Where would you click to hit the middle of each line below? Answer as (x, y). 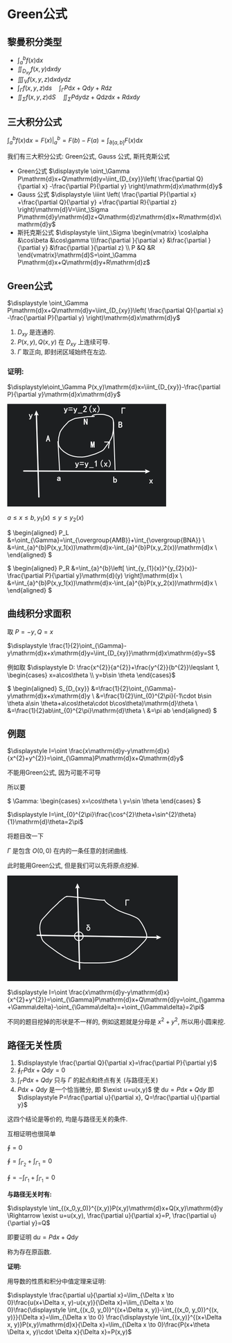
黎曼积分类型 (35, 42)
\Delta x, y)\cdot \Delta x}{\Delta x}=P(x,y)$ (70, 1332)
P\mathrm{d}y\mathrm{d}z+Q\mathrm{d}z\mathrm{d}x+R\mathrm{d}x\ (119, 217)
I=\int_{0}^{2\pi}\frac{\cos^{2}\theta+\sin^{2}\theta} (123, 815)
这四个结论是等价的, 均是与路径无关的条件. (68, 1119)
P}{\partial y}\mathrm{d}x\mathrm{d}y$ (64, 394)
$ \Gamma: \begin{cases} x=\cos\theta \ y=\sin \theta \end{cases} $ (104, 801)
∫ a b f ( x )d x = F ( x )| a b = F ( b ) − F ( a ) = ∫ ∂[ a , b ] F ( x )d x (75, 141)
